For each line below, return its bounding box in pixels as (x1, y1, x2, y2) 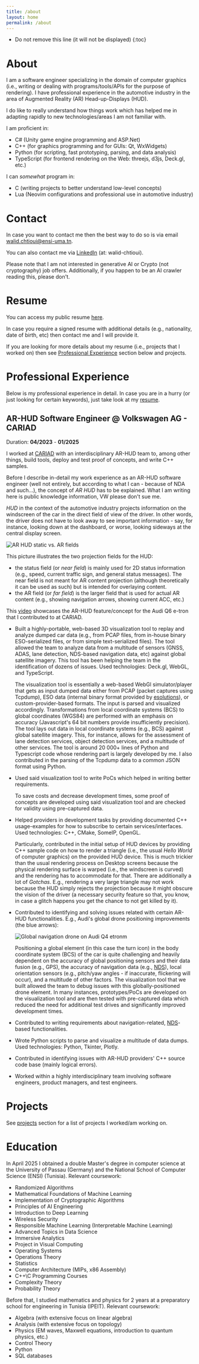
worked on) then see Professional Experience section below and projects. (6, 349, 187, 356)
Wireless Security (14, 1215, 58, 1223)
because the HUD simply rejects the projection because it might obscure (14, 885, 193, 892)
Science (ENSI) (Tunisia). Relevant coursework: (6, 1172, 122, 1179)
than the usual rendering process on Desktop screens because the (14, 859, 178, 866)
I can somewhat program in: (6, 173, 75, 180)
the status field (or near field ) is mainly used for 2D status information (14, 564, 186, 571)
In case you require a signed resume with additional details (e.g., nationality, (6, 325, 192, 333)
